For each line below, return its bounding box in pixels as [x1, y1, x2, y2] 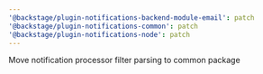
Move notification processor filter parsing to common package [8, 55, 240, 66]
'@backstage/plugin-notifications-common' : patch [8, 22, 199, 31]
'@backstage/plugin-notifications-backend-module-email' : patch [8, 13, 255, 23]
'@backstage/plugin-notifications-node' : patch [8, 30, 191, 39]
